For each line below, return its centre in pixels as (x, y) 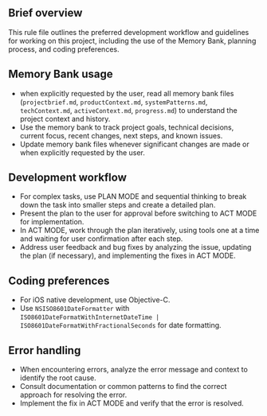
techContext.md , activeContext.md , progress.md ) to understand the (128, 110)
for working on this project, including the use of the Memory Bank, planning (132, 41)
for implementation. (52, 222)
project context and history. (65, 119)
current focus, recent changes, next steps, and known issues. (121, 135)
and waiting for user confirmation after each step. (101, 239)
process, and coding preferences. (64, 49)
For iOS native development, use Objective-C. (95, 300)
